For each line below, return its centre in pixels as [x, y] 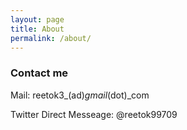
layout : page [37, 19]
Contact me [39, 73]
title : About [37, 29]
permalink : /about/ [51, 38]
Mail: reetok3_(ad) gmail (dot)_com [80, 95]
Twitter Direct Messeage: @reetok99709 [94, 114]
